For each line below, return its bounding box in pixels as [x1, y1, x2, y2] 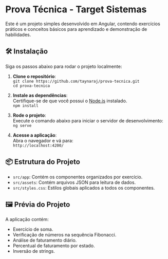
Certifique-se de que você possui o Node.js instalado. [12, 98, 127, 104]
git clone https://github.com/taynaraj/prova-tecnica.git [12, 79, 140, 84]
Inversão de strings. [12, 248, 55, 254]
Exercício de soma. [12, 226, 53, 232]
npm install [12, 103, 39, 108]
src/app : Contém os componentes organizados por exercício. [12, 174, 143, 180]
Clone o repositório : [12, 73, 57, 79]
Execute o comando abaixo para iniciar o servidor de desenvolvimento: [12, 117, 163, 124]
